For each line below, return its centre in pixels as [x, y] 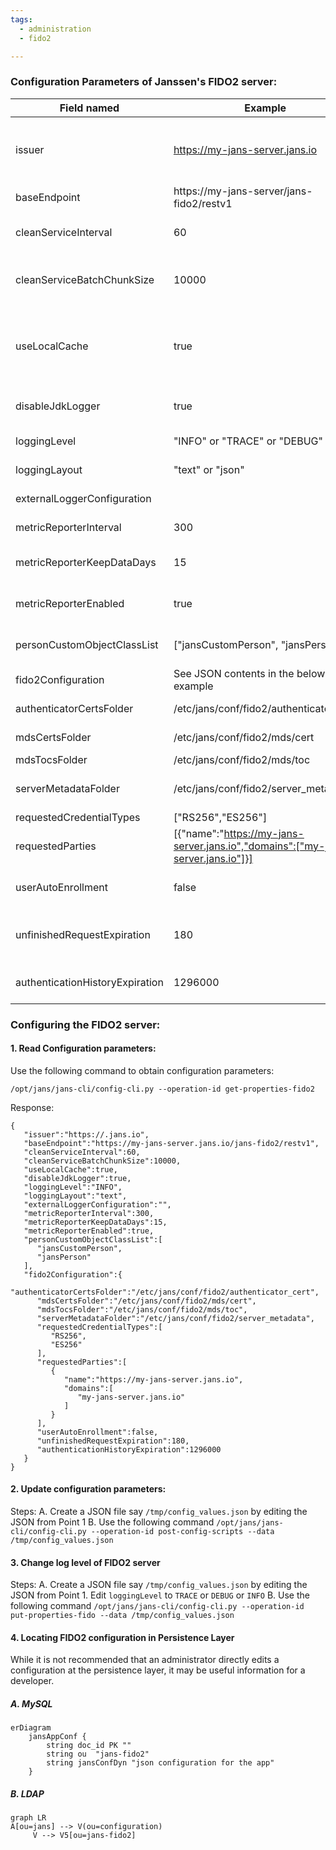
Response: [32, 1107]
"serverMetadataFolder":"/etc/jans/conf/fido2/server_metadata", [175, 1318]
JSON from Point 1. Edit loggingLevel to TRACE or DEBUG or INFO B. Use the [160, 1595]
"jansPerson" [64, 1257]
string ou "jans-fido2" [98, 1754]
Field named [89, 108]
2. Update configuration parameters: [88, 1489]
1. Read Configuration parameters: [83, 1048]
